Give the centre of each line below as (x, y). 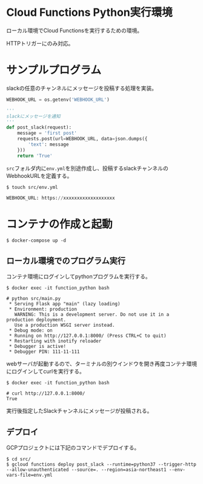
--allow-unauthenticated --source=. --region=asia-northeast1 (86, 470)
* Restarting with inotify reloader (55, 341)
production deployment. (36, 320)
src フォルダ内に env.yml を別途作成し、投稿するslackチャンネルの (87, 168)
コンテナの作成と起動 (60, 224)
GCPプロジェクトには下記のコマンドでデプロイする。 (73, 448)
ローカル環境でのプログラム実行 (66, 261)
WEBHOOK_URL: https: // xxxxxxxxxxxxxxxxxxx (61, 198)
